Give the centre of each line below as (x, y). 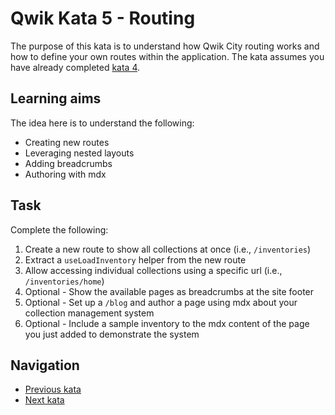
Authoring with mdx (65, 174)
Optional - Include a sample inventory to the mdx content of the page (167, 323)
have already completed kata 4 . (75, 67)
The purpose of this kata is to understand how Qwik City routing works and (165, 46)
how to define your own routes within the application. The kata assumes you (167, 56)
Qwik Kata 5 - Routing (103, 18)
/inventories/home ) (64, 281)
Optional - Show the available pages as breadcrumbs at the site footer (169, 291)
